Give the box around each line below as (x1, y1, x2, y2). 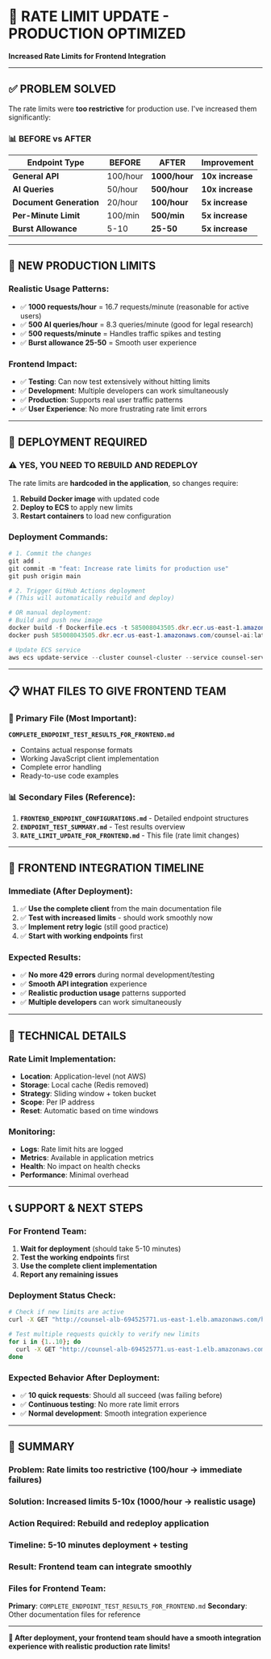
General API (12, 171, 60, 182)
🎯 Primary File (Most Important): (8, 712, 137, 724)
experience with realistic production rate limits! (8, 1641, 171, 1652)
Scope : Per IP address (19, 1097, 95, 1107)
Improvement (201, 157, 254, 168)
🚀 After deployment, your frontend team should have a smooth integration (8, 1633, 262, 1643)
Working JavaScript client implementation (19, 754, 160, 763)
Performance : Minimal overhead (19, 1170, 129, 1180)
